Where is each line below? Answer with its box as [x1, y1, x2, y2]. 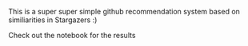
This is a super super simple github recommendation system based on [8, 7, 240, 16]
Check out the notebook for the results [8, 31, 136, 40]
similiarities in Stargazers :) [8, 15, 98, 25]
